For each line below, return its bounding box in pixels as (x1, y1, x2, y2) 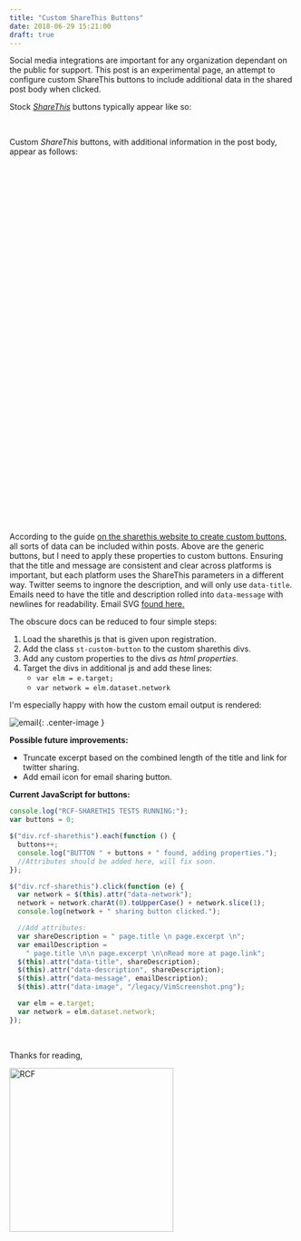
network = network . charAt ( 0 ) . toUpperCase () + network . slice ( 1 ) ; (17, 899, 266, 908)
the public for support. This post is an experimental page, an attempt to (9, 64, 276, 75)
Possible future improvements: (9, 735, 129, 746)
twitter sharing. (22, 762, 80, 773)
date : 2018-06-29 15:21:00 (9, 22, 112, 31)
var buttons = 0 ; (9, 816, 75, 825)
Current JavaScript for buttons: (9, 789, 131, 800)
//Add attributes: (17, 923, 88, 933)
